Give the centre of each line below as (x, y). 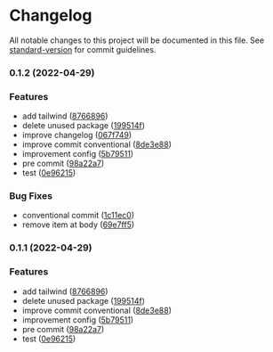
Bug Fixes (31, 196)
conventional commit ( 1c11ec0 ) (78, 216)
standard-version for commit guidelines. (83, 49)
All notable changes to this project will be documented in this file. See (137, 40)
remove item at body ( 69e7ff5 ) (78, 225)
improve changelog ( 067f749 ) (77, 135)
